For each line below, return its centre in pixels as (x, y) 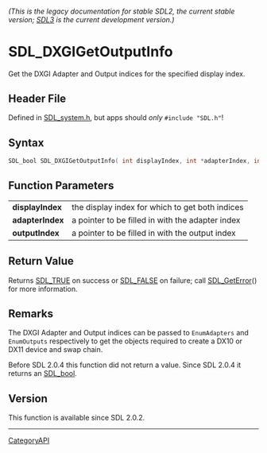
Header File (37, 98)
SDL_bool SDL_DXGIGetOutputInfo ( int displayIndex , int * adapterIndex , (129, 161)
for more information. (43, 288)
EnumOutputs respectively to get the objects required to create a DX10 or (126, 341)
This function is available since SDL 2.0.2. (77, 418)
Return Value (41, 261)
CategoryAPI (29, 440)
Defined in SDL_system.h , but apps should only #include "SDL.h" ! (116, 118)
